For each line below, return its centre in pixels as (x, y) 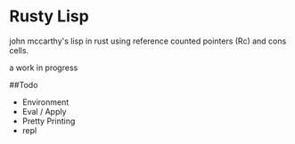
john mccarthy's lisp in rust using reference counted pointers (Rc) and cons (148, 41)
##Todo (24, 84)
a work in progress (44, 68)
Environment (45, 102)
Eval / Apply (44, 111)
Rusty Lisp (49, 16)
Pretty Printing (49, 121)
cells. (19, 50)
